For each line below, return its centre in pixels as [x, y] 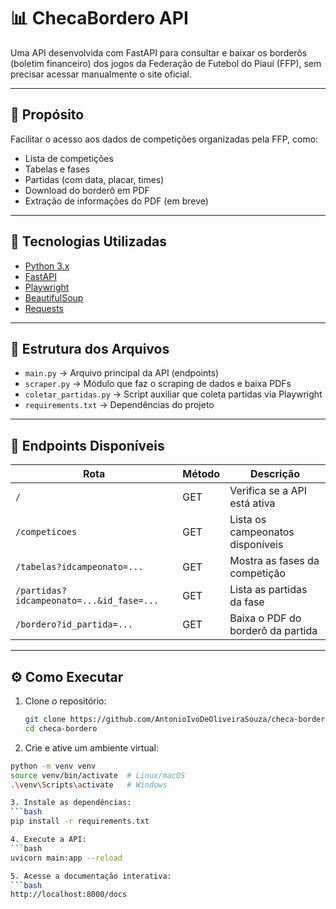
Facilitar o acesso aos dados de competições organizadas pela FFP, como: [164, 139]
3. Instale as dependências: [71, 803]
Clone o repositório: [65, 701]
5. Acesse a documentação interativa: [91, 876]
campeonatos [262, 532]
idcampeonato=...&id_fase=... [87, 601]
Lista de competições [69, 158]
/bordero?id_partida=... [74, 624]
